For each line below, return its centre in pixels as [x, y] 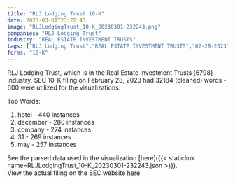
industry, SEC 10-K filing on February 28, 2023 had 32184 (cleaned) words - [117, 80]
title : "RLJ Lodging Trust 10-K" [56, 14]
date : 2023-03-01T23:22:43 [47, 20]
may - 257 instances [47, 144]
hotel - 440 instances [49, 114]
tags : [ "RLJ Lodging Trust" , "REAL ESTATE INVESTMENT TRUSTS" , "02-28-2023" [119, 46]
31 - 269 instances [44, 136]
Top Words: [24, 101]
